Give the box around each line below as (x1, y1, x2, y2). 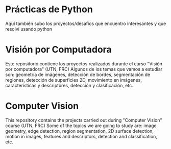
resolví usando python (5, 26, 53, 32)
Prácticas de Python (5, 4, 93, 15)
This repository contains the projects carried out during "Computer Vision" (5, 117, 162, 123)
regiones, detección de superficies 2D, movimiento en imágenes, (5, 77, 142, 83)
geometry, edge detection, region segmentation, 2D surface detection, (5, 128, 154, 134)
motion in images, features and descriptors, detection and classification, (5, 133, 157, 139)
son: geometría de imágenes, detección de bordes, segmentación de (5, 71, 151, 78)
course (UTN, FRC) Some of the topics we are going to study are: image (5, 122, 157, 129)
